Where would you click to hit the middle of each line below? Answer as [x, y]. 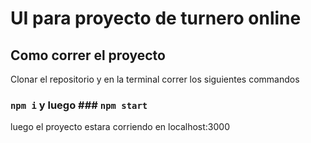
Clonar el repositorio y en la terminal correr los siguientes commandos [155, 79]
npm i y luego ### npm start [79, 105]
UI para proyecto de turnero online [156, 18]
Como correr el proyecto [88, 55]
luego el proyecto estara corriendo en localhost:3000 [120, 127]
